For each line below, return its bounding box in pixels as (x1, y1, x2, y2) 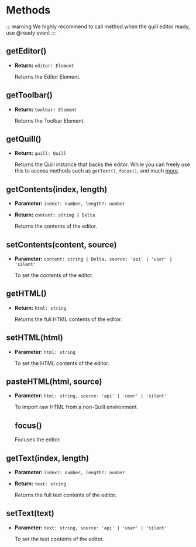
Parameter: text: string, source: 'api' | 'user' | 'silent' (14, 524, 167, 531)
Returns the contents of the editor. (14, 222, 98, 229)
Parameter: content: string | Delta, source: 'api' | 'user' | (14, 255, 173, 262)
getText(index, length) (6, 453, 90, 463)
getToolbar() (6, 90, 53, 100)
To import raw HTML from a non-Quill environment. (14, 403, 139, 411)
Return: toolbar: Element (14, 106, 77, 113)
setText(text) (6, 508, 54, 518)
